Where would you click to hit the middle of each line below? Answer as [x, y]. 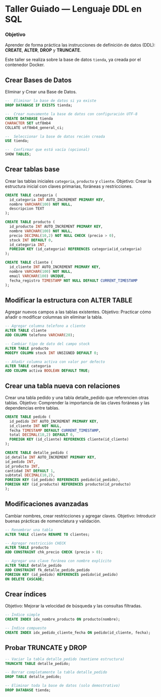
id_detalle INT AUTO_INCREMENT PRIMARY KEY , [51, 457]
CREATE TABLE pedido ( [28, 417]
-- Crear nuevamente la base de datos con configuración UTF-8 [71, 114]
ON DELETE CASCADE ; [25, 579]
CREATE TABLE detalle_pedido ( [37, 453]
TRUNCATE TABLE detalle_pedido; [38, 663]
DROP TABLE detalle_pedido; [33, 677]
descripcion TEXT [27, 209]
